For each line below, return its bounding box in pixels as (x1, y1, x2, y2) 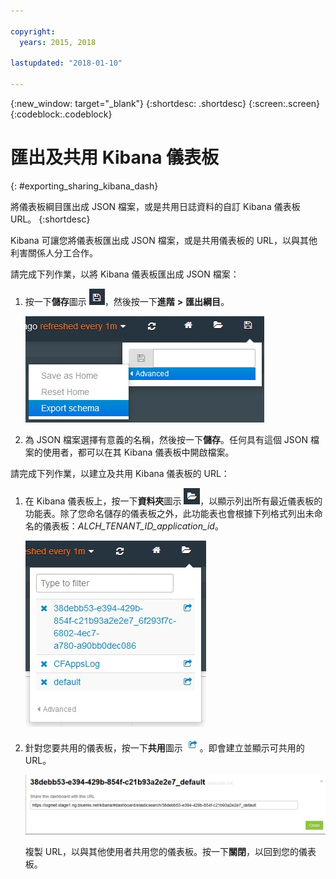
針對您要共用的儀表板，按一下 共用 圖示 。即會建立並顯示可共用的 (24, 741, 305, 754)
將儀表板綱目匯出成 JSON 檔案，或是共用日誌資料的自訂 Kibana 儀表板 (10, 200, 301, 212)
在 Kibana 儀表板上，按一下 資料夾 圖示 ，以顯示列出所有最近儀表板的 (24, 495, 323, 507)
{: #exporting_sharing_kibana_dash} (10, 180, 159, 192)
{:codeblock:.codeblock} (10, 108, 113, 120)
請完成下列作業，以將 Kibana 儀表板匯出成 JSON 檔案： (10, 268, 240, 280)
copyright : (10, 26, 56, 37)
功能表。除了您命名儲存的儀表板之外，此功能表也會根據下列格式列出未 (24, 507, 315, 519)
